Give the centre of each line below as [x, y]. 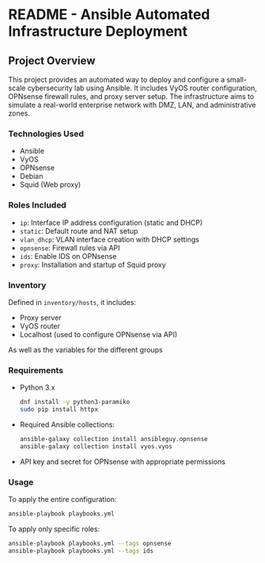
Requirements [36, 370]
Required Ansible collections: [67, 424]
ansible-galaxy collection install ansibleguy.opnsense [114, 439]
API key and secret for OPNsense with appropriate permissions [122, 462]
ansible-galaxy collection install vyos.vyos [96, 446]
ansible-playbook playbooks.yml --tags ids [81, 551]
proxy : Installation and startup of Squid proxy [93, 264]
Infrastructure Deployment [98, 31]
